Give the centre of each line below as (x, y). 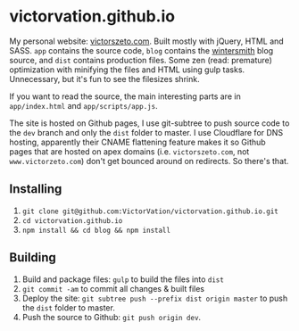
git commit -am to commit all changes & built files (113, 288)
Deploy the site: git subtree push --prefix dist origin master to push (155, 298)
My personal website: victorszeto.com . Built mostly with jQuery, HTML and (146, 41)
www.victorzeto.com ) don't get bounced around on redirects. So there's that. (149, 161)
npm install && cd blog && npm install (96, 230)
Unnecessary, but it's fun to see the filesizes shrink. (104, 79)
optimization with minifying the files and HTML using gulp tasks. (127, 70)
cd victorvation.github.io (72, 220)
